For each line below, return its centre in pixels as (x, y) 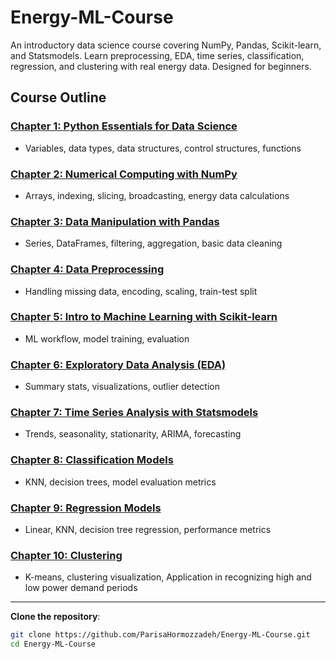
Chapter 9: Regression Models (86, 508)
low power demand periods (81, 588)
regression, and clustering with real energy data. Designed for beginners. (161, 66)
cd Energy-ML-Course (53, 644)
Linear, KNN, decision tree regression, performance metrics (148, 529)
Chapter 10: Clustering (66, 555)
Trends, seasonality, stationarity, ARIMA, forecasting (133, 434)
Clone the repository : (55, 617)
